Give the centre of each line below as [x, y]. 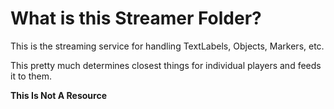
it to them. [31, 76]
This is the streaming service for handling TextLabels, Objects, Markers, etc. [167, 46]
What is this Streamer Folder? [136, 18]
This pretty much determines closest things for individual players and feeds [166, 65]
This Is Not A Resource [59, 95]
